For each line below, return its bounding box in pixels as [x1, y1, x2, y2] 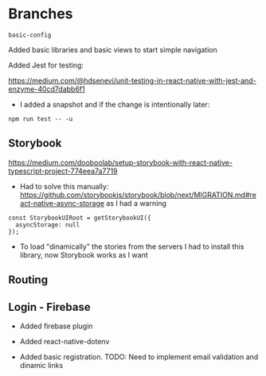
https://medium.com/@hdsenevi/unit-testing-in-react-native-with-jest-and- [8, 76, 256, 85]
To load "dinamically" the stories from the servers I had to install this [19, 242, 244, 251]
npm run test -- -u [8, 114, 73, 123]
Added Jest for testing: [8, 60, 84, 70]
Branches [8, 5, 73, 23]
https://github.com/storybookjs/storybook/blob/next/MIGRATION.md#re [19, 190, 256, 200]
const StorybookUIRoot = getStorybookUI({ [8, 214, 151, 222]
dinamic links [19, 360, 64, 370]
